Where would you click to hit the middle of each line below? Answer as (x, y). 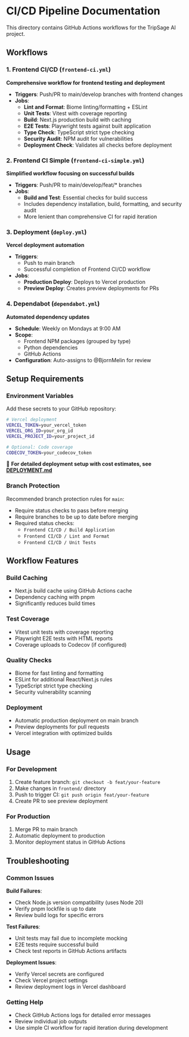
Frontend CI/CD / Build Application (69, 530)
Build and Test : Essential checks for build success (86, 197)
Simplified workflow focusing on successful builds (70, 173)
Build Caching (27, 578)
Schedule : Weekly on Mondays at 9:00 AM (68, 328)
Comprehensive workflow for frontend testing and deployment (86, 82)
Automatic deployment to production (60, 836)
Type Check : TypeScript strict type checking (79, 132)
